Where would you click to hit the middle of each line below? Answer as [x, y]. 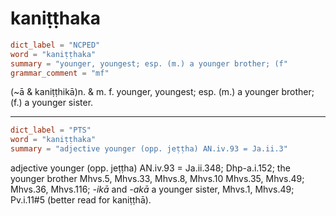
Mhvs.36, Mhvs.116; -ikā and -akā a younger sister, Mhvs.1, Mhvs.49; [152, 189]
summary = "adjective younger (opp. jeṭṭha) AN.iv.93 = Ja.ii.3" [149, 149]
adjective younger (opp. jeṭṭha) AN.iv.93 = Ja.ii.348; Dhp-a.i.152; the [150, 168]
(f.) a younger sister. [52, 103]
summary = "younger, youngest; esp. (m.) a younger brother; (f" [149, 63]
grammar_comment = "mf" [60, 73]
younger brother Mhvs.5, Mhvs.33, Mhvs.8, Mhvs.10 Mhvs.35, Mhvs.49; [157, 179]
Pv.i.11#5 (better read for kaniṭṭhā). [81, 200]
